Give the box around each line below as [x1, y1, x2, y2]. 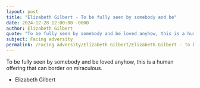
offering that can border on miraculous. [6, 64, 103, 71]
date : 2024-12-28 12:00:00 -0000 [6, 20, 89, 26]
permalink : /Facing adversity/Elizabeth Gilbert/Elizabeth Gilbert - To [6, 42, 190, 48]
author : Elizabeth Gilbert [6, 25, 73, 32]
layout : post [6, 8, 39, 15]
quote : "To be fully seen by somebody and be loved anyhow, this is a [6, 31, 185, 37]
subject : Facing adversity [6, 36, 73, 42]
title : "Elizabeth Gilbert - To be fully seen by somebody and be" [6, 14, 177, 20]
